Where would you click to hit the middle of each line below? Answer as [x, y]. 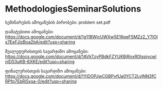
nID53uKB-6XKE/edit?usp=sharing [40, 61]
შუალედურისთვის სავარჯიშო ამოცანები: [47, 51]
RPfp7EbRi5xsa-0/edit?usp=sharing [41, 81]
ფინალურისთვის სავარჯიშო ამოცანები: [46, 71]
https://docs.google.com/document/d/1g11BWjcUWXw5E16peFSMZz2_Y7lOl [81, 37]
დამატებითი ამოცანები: [29, 31]
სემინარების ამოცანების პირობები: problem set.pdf [58, 22]
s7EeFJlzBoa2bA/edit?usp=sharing [40, 42]
